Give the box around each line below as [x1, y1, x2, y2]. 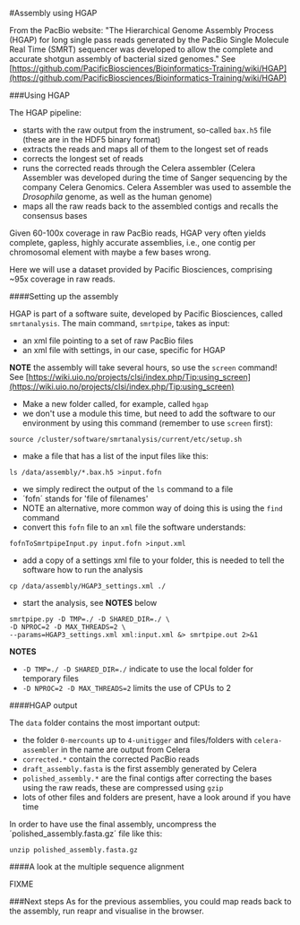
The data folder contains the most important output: [9, 717, 201, 728]
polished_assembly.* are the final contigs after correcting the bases [21, 773, 272, 783]
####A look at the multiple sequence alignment [9, 861, 185, 872]
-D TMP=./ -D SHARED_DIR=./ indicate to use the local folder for [21, 663, 253, 674]
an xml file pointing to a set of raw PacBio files [21, 335, 194, 346]
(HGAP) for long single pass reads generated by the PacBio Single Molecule [9, 35, 289, 45]
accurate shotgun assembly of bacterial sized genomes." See [9, 54, 236, 64]
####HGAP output [9, 700, 78, 711]
